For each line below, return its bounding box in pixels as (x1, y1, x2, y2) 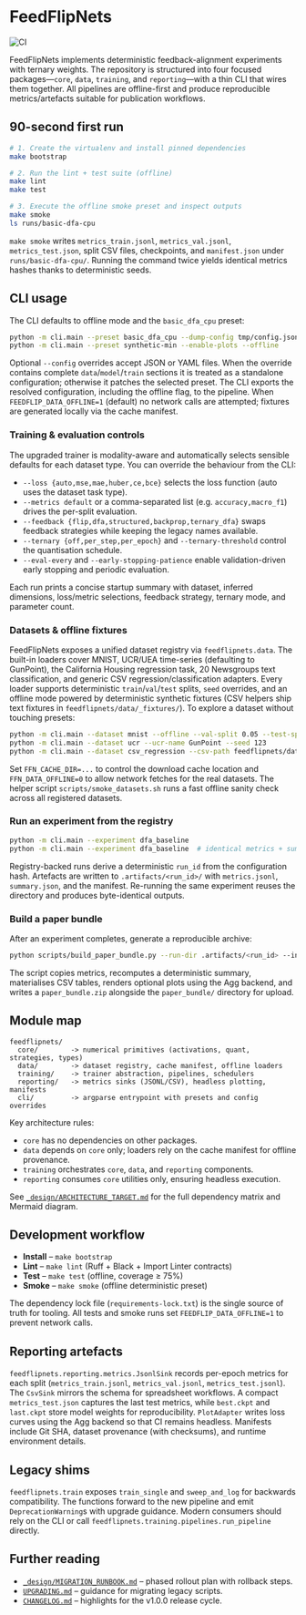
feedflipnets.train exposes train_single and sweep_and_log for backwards (9, 1486, 296, 1497)
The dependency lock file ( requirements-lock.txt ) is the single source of (9, 1298, 284, 1309)
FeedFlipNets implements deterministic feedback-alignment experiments (9, 54, 282, 65)
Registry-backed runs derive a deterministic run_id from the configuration (9, 860, 287, 871)
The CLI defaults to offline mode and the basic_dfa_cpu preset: (9, 314, 245, 325)
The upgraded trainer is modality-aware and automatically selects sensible (9, 449, 290, 460)
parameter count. (9, 601, 75, 612)
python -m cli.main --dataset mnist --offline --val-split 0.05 (9, 729, 259, 739)
